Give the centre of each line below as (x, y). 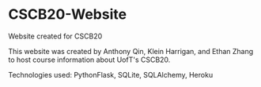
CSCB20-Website (68, 14)
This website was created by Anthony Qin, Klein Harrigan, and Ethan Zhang (131, 51)
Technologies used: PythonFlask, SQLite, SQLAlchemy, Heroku (111, 74)
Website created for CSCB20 (55, 36)
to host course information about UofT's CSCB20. (89, 60)
